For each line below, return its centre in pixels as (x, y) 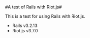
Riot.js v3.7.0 (25, 31)
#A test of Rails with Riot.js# (34, 7)
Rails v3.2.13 (25, 25)
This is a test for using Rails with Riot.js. (45, 16)
